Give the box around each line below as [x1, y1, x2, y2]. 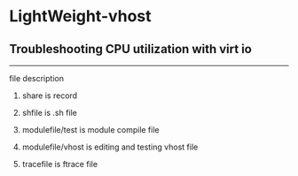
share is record [21, 90, 78, 101]
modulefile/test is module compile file [21, 125, 160, 134]
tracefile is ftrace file [21, 159, 98, 169]
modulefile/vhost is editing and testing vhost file [21, 142, 199, 152]
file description [9, 73, 65, 83]
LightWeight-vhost [9, 6, 153, 27]
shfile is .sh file [21, 108, 78, 118]
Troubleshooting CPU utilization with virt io [9, 42, 253, 57]
